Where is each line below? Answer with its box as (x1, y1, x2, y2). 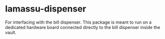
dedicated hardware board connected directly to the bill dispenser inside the (5, 24, 161, 30)
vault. (5, 29, 17, 35)
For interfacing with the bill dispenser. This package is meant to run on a (5, 19, 152, 25)
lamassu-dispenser (5, 3, 86, 14)
